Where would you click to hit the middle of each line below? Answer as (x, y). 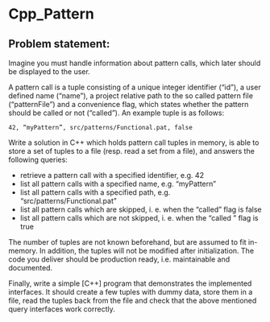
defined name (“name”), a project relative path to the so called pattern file (131, 96)
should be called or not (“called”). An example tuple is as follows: (116, 113)
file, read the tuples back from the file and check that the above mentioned (133, 300)
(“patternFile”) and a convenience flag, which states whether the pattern (129, 104)
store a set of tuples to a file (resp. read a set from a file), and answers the (132, 151)
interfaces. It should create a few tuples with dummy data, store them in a (131, 292)
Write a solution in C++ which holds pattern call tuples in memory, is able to (134, 142)
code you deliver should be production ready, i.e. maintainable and (119, 259)
